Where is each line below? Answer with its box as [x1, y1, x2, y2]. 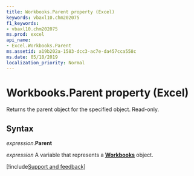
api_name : [6, 37, 31, 43]
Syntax [6, 123, 34, 134]
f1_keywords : [6, 20, 39, 26]
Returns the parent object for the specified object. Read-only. [6, 106, 160, 113]
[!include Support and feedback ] [6, 163, 86, 171]
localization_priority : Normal [6, 59, 85, 66]
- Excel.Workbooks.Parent [6, 43, 71, 49]
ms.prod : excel [6, 32, 45, 38]
